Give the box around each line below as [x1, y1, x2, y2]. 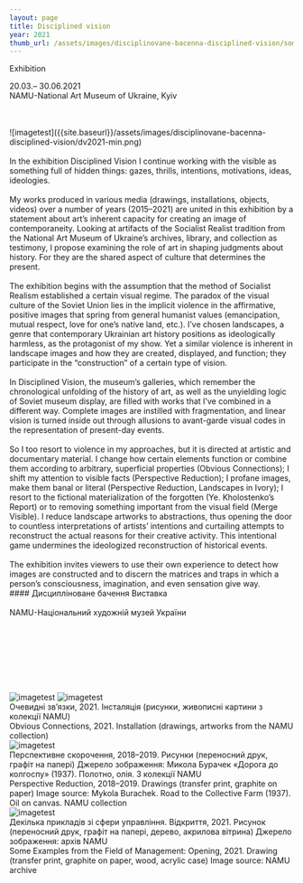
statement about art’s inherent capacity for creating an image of [9, 213, 247, 224]
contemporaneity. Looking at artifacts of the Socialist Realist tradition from [9, 223, 286, 234]
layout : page [9, 13, 59, 23]
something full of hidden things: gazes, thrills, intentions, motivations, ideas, [9, 165, 292, 176]
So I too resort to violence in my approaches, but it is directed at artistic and [9, 444, 291, 455]
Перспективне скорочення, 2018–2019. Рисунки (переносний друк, [9, 749, 269, 760]
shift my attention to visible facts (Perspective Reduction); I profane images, [9, 473, 291, 484]
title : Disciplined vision [9, 22, 111, 31]
